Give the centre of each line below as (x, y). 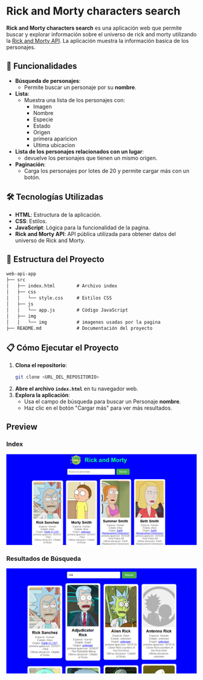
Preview (22, 427)
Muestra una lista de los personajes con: (74, 100)
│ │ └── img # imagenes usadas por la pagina (84, 322)
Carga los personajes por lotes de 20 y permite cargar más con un (107, 171)
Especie (43, 119)
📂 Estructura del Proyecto (55, 259)
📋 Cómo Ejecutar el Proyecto (63, 348)
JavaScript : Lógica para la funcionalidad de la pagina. (82, 227)
